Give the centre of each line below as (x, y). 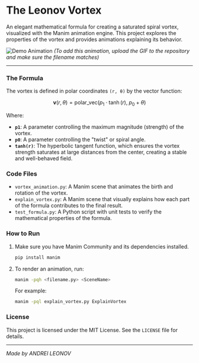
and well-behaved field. (44, 158)
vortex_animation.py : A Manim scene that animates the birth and (94, 187)
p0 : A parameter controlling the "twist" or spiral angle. (80, 139)
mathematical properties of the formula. (63, 218)
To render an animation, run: (49, 269)
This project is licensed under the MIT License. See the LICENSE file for (92, 330)
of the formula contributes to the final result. (69, 206)
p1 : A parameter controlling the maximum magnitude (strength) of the (99, 127)
